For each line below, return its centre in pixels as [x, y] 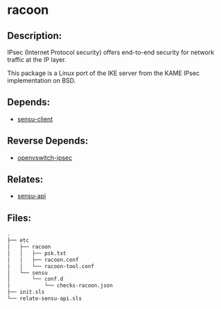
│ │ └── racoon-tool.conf [51, 266]
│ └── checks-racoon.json [60, 286]
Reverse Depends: [48, 141]
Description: [35, 36]
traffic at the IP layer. [37, 60]
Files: [19, 218]
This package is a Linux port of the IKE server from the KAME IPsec [103, 73]
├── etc [18, 241]
